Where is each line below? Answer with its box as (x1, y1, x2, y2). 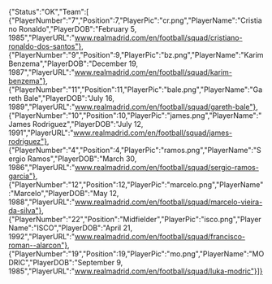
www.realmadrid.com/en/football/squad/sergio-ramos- (74, 163, 260, 172)
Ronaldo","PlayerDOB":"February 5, (19, 24, 137, 33)
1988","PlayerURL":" (8, 197, 76, 207)
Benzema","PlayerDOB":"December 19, (8, 59, 139, 68)
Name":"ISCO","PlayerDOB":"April (8, 223, 122, 233)
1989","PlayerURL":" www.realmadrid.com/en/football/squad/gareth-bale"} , (8, 102, 258, 111)
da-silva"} (8, 206, 42, 215)
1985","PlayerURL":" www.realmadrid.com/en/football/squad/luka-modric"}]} (8, 266, 263, 276)
